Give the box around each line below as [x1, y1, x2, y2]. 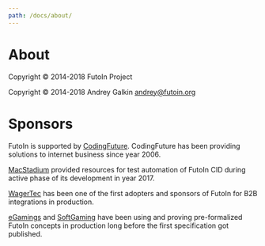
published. [8, 229, 43, 238]
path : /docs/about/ [8, 11, 73, 20]
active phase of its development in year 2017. [8, 173, 156, 183]
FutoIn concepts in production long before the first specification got [8, 221, 229, 230]
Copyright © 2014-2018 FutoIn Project [8, 72, 133, 81]
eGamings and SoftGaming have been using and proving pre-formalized [8, 212, 243, 221]
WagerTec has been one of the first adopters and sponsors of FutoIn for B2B [8, 188, 258, 198]
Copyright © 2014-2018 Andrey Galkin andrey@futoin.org [8, 87, 196, 97]
